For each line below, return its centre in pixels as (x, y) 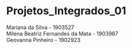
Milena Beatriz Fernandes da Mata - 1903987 (62, 33)
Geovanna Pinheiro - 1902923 (43, 40)
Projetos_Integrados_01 (66, 11)
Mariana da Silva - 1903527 (40, 27)
